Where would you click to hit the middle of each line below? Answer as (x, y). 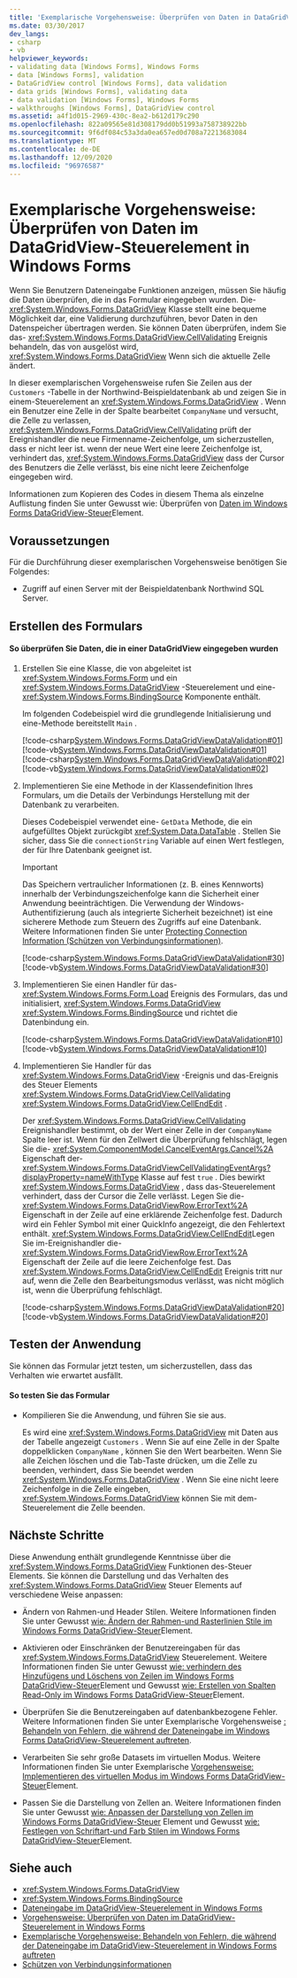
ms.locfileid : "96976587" (57, 166)
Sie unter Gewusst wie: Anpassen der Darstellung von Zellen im (137, 1811)
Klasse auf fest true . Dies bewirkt (203, 1177)
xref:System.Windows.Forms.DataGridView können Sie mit (129, 1498)
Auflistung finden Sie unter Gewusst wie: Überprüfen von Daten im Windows (148, 504)
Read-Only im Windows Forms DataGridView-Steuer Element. (133, 1695)
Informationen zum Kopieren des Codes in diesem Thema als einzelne (137, 494)
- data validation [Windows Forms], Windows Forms (104, 100)
